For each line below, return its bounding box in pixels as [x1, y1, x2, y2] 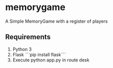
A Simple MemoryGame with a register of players [5, 18, 108, 24]
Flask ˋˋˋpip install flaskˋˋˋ [12, 51, 66, 57]
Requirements [5, 33, 51, 41]
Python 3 [12, 46, 32, 52]
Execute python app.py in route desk [12, 57, 90, 63]
